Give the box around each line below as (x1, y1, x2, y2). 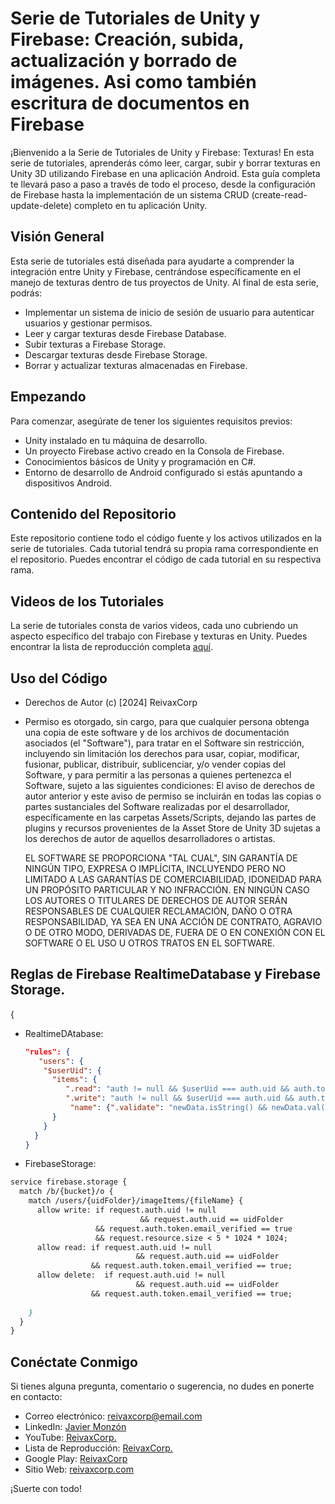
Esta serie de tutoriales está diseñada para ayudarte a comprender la (10, 255, 295, 267)
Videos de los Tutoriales (10, 593, 165, 610)
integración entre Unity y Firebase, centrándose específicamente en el (10, 265, 301, 277)
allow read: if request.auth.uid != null (36, 1242, 213, 1252)
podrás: (10, 287, 43, 299)
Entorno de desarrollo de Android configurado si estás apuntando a (24, 466, 303, 478)
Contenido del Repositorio (10, 505, 177, 522)
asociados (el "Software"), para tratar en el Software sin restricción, (24, 737, 305, 749)
